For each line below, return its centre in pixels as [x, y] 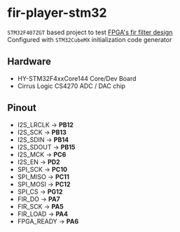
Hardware [29, 62]
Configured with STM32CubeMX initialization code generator [90, 39]
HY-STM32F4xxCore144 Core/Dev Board [77, 78]
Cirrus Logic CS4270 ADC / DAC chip [71, 86]
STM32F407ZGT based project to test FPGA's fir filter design [90, 32]
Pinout [22, 108]
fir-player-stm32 [57, 13]
